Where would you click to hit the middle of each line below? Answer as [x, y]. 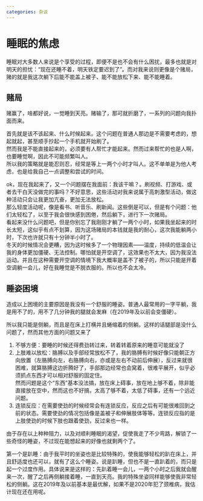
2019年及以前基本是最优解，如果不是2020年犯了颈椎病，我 [117, 484]
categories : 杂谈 [27, 12]
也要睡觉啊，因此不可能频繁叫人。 [49, 156]
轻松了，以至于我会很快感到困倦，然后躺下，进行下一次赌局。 [93, 215]
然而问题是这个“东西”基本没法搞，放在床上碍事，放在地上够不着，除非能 [105, 383]
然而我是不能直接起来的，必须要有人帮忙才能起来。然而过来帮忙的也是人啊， [101, 149]
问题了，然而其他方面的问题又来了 [49, 332]
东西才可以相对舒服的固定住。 [68, 375]
